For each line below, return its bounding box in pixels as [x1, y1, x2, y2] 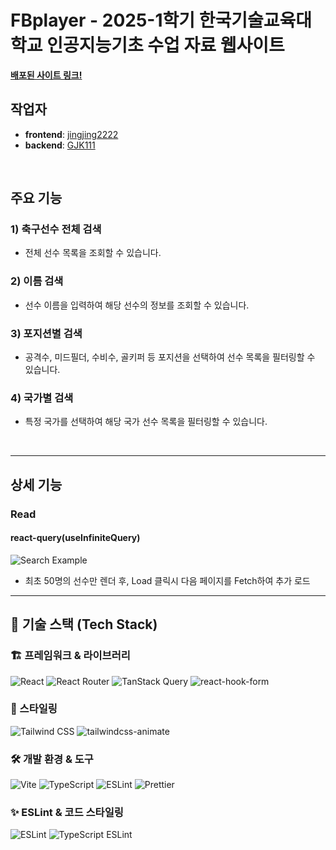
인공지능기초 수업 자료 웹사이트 [46, 34, 285, 57]
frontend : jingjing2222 [24, 128, 119, 140]
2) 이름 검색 [10, 274, 64, 288]
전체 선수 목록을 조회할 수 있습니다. [24, 247, 162, 259]
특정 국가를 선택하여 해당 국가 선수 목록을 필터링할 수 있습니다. [24, 416, 268, 428]
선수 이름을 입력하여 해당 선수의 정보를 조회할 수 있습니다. [24, 299, 250, 311]
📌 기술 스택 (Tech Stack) [10, 616, 158, 633]
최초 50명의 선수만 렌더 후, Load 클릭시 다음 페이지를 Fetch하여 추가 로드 [24, 574, 311, 586]
